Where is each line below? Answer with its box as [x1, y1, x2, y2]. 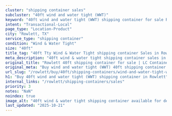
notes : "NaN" [5, 88, 33, 94]
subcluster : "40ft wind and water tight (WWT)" [5, 12, 109, 17]
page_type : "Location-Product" [5, 27, 72, 32]
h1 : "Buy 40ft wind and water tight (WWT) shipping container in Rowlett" [5, 74, 168, 80]
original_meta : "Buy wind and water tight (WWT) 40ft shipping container [5, 65, 166, 70]
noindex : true [5, 93, 36, 99]
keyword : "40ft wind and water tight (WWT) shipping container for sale [5, 17, 164, 22]
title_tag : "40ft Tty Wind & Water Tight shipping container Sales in [5, 50, 159, 55]
